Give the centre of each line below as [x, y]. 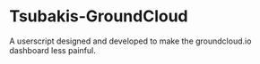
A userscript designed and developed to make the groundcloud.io [130, 41]
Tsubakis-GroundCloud [99, 16]
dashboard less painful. [52, 50]
